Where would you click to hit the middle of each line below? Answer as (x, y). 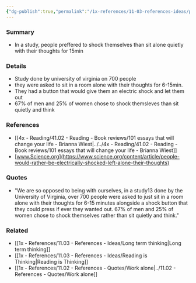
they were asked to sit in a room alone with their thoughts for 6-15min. (99, 85)
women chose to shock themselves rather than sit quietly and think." (97, 215)
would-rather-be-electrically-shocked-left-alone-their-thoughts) (92, 163)
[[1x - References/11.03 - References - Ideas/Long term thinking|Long (98, 243)
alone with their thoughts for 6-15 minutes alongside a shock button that (101, 203)
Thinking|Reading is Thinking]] (51, 262)
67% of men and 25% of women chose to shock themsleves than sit (97, 103)
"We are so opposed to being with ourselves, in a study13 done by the (99, 190)
